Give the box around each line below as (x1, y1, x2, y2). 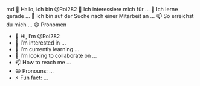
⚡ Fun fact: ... (15, 74, 48, 81)
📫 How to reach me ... (15, 59, 71, 66)
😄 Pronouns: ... (15, 67, 54, 75)
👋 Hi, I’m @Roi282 (15, 33, 60, 40)
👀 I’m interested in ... (15, 39, 66, 46)
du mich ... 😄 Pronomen (6, 21, 66, 28)
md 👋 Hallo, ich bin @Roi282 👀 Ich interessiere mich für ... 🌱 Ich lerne (6, 6, 178, 13)
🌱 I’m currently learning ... (15, 46, 80, 52)
